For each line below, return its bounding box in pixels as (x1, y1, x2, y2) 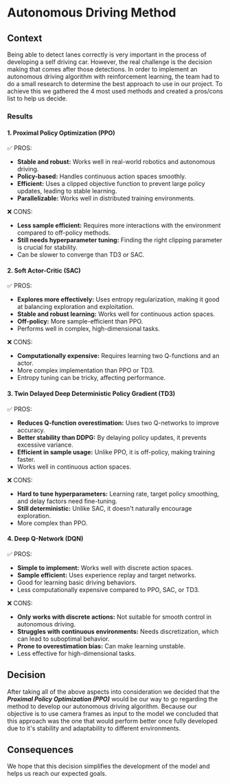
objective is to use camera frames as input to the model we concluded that (7, 709, 218, 717)
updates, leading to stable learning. (16, 187, 117, 195)
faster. (16, 455, 36, 463)
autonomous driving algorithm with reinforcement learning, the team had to (7, 72, 220, 81)
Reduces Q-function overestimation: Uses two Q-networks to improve (16, 419, 220, 427)
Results (7, 112, 33, 121)
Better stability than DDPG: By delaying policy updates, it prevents (16, 433, 207, 441)
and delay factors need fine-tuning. (16, 497, 118, 505)
